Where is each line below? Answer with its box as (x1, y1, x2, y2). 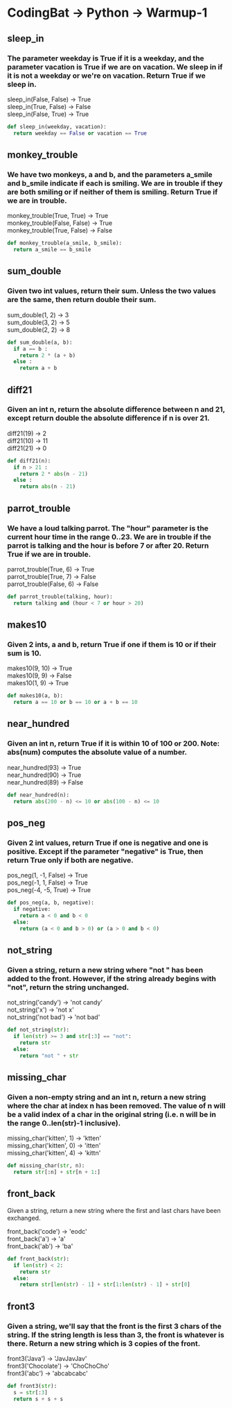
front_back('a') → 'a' (7, 1234, 66, 1243)
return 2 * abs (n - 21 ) (19, 470, 89, 477)
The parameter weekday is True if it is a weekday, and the (7, 53, 204, 63)
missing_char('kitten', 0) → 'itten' (7, 1141, 101, 1150)
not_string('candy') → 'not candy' (7, 998, 103, 1007)
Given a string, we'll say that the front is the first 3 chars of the (7, 1321, 222, 1331)
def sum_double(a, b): (7, 339, 73, 346)
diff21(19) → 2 (7, 429, 47, 437)
